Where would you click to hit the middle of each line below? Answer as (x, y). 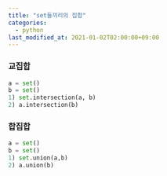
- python (29, 30)
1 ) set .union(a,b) (38, 158)
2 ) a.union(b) (31, 165)
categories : (27, 23)
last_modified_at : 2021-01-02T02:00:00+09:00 (83, 37)
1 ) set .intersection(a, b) (52, 98)
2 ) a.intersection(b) (44, 105)
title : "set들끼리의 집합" (47, 15)
